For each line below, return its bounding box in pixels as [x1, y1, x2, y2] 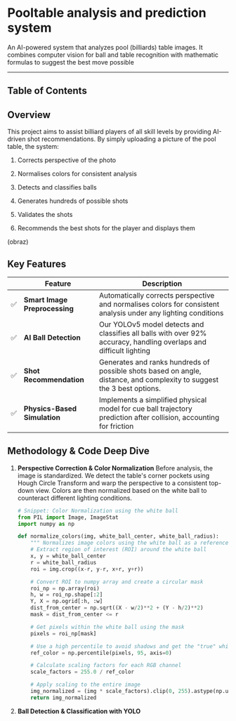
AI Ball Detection [23, 332, 81, 342]
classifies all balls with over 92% [98, 328, 207, 338]
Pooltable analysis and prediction [7, 5, 206, 21]
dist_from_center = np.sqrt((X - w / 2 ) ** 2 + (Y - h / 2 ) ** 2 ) [30, 604, 204, 611]
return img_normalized [30, 694, 97, 701]
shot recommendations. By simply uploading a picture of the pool [27, 135, 216, 143]
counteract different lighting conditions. [17, 494, 132, 502]
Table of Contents [7, 85, 88, 97]
